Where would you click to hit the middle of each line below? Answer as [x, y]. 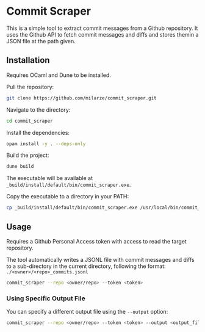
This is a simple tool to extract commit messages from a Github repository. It [102, 28]
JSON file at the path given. [41, 41]
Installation [28, 60]
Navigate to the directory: [38, 110]
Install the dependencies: [38, 132]
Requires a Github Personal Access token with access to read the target [97, 241]
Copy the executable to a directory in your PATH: [68, 197]
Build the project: [28, 155]
